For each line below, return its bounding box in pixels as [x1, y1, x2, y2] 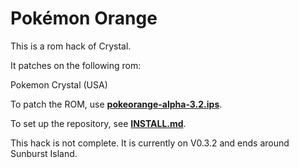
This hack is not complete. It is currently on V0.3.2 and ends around [10, 137, 290, 149]
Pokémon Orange [10, 7, 158, 30]
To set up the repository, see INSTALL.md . [10, 117, 187, 129]
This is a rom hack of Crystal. [10, 40, 132, 52]
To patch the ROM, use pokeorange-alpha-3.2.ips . [10, 98, 223, 110]
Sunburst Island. [10, 147, 78, 159]
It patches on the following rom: [10, 59, 142, 71]
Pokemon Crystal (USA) [10, 78, 108, 91]
